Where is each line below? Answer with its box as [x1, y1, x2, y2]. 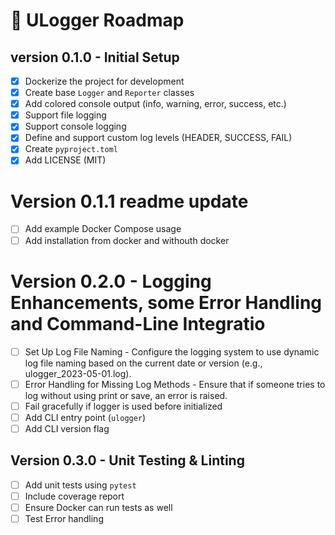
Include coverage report [24, 490, 125, 502]
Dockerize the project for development [24, 75, 185, 87]
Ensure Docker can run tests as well [24, 501, 173, 513]
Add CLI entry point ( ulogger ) [24, 411, 147, 423]
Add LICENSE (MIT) [24, 154, 107, 166]
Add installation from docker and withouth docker [24, 234, 230, 246]
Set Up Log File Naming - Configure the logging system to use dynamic [24, 345, 320, 358]
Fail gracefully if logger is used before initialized [24, 400, 223, 412]
